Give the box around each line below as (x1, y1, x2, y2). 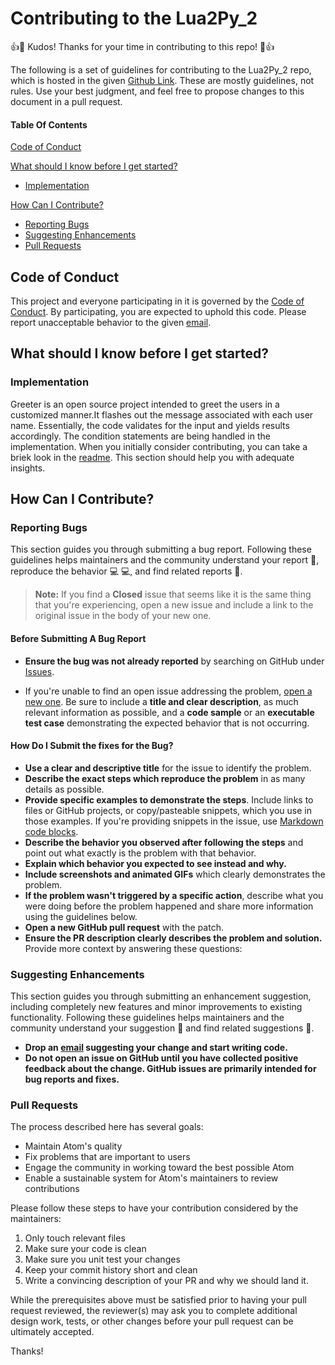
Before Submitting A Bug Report (10, 632, 147, 644)
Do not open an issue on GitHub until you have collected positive (24, 1052, 299, 1064)
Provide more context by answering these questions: (24, 942, 243, 954)
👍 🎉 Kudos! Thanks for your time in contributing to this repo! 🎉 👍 (10, 40, 275, 52)
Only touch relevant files (24, 1232, 126, 1244)
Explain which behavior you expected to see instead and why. (24, 857, 287, 869)
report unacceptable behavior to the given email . (10, 316, 212, 328)
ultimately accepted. (10, 1326, 95, 1338)
